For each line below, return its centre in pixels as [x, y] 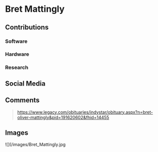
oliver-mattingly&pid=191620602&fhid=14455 [63, 117]
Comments [22, 100]
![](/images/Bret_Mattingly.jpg [35, 145]
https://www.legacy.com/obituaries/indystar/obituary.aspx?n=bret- [85, 112]
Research [17, 67]
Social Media [25, 83]
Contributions [27, 27]
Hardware [17, 54]
